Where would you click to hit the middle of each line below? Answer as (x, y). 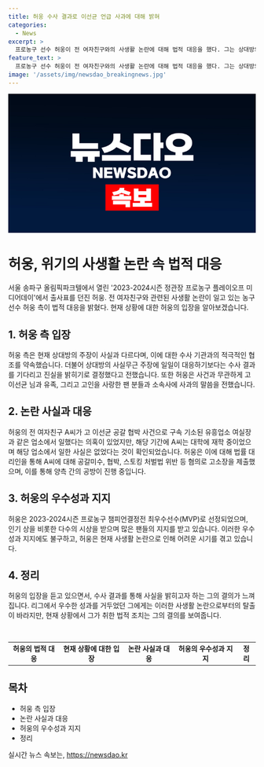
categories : (27, 25)
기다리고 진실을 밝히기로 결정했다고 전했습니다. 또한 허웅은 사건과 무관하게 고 (134, 374)
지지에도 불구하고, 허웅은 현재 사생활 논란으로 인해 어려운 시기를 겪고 (127, 538)
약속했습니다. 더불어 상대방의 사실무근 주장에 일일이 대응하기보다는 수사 (132, 365)
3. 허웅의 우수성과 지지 (60, 499)
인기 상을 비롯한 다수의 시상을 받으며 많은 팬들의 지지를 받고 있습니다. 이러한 (125, 528)
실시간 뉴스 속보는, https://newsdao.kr (68, 754)
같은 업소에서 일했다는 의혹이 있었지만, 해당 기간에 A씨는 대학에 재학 (120, 442)
